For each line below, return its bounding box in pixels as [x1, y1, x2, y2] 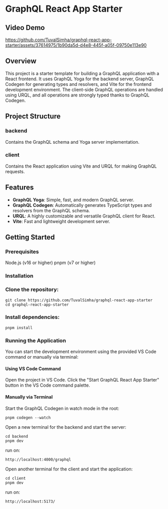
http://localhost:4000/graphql [5, 457, 71, 462]
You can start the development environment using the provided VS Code [5, 348, 157, 355]
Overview [5, 57, 37, 66]
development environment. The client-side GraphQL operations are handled [5, 86, 163, 92]
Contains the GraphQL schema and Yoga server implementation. [5, 139, 140, 145]
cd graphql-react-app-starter [5, 302, 69, 307]
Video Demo [5, 23, 45, 32]
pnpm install [5, 325, 33, 330]
